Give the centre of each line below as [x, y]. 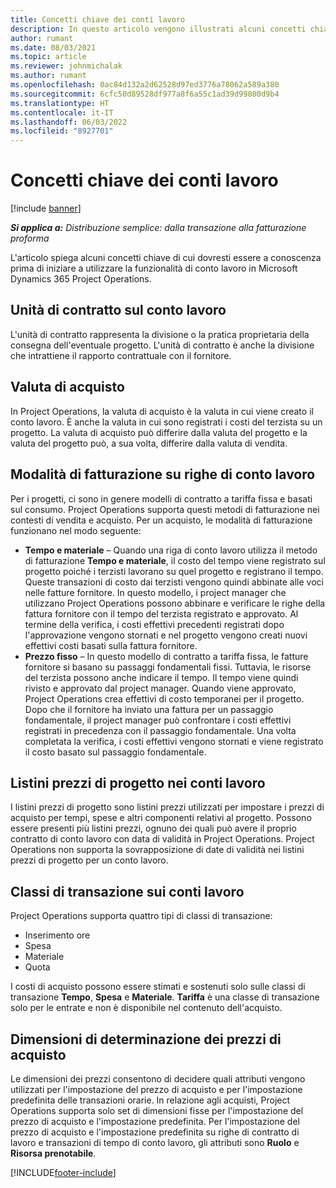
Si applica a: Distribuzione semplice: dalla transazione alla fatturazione [158, 228]
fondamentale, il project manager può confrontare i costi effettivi [158, 720]
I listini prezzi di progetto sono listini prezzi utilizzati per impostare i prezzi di [167, 807]
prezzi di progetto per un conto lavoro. [89, 860]
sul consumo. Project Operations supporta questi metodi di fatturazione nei [165, 509]
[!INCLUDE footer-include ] [63, 1172]
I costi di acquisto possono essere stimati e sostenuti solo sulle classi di [158, 987]
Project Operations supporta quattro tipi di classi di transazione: [141, 916]
